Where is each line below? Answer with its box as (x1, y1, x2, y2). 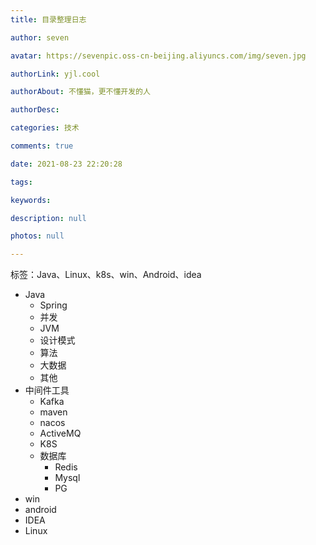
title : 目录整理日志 (10, 14, 87, 25)
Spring (39, 299, 68, 311)
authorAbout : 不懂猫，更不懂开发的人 (10, 87, 151, 97)
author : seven (10, 32, 70, 43)
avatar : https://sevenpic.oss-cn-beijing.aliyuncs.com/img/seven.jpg (10, 51, 307, 61)
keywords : (10, 195, 52, 205)
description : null (10, 213, 87, 223)
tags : (10, 177, 33, 187)
